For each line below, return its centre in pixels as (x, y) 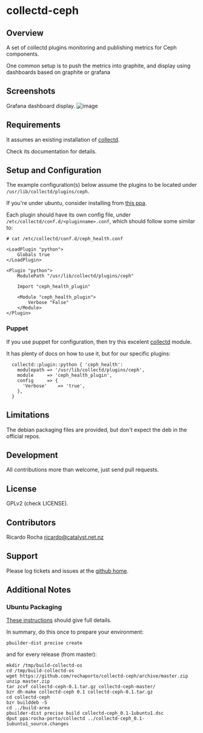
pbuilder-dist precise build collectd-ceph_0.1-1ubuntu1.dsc (85, 714)
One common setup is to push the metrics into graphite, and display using (98, 66)
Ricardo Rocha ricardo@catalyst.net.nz (55, 537)
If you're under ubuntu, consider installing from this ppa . (77, 203)
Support (22, 556)
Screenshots (31, 91)
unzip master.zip (28, 681)
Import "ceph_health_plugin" (54, 287)
